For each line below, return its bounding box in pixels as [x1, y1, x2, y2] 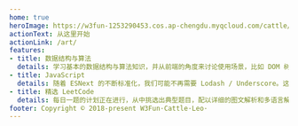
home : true [9, 12, 50, 22]
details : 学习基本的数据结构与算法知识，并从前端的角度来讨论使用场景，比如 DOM [17, 63, 280, 72]
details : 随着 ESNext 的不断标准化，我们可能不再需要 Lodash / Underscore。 [17, 79, 284, 88]
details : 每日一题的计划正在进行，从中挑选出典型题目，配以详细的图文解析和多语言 [17, 95, 284, 105]
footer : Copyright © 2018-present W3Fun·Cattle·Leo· [9, 104, 208, 113]
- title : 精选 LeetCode [9, 87, 95, 96]
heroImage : [9, 21, 50, 30]
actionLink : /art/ [9, 37, 77, 47]
